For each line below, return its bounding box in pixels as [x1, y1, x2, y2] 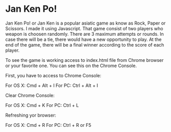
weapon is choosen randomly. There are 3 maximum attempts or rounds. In [5, 31, 164, 37]
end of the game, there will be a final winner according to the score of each [5, 41, 164, 48]
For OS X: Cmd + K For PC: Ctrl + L [5, 102, 79, 108]
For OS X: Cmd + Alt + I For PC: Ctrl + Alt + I [5, 82, 98, 89]
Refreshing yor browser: [5, 112, 56, 118]
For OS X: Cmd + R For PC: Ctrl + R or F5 [5, 122, 92, 128]
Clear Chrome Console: [5, 92, 55, 98]
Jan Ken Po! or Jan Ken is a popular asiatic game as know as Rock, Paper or [5, 20, 166, 26]
